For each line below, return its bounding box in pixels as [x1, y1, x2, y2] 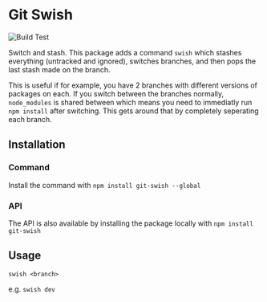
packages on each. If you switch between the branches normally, [8, 88, 225, 98]
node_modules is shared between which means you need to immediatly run [8, 97, 253, 107]
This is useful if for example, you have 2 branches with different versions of [8, 80, 258, 90]
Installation [8, 138, 66, 152]
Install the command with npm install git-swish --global [8, 180, 201, 190]
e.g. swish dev [8, 284, 56, 294]
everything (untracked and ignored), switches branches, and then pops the [8, 56, 257, 66]
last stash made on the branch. [8, 64, 111, 74]
